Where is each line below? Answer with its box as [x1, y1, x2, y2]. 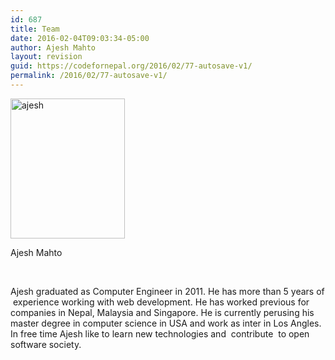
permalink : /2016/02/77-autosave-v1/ [10, 71, 168, 81]
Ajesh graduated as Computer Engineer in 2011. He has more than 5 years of [10, 285, 325, 297]
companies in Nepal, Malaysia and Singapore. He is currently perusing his [10, 306, 315, 318]
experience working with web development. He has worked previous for [12, 296, 310, 308]
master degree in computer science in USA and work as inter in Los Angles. [10, 317, 322, 329]
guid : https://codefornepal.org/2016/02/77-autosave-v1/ [10, 61, 253, 71]
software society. [10, 338, 82, 350]
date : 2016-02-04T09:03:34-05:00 [10, 33, 150, 43]
